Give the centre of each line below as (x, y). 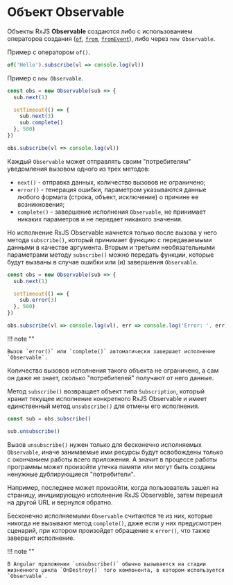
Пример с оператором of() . (49, 52)
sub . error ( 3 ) (38, 300)
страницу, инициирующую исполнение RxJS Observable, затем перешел (115, 495)
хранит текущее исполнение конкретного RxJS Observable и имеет (107, 398)
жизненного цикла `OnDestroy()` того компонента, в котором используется (116, 570)
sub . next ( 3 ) (37, 116)
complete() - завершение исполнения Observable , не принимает (111, 212)
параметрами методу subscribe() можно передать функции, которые (111, 255)
